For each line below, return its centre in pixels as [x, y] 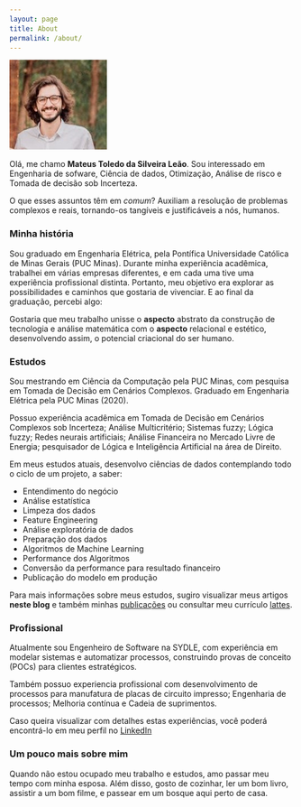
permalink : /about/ [46, 38]
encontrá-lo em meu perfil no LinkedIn [81, 730]
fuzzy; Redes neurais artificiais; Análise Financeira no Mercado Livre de [142, 437]
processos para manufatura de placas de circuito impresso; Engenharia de [148, 694]
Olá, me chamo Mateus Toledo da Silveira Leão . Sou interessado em [137, 164]
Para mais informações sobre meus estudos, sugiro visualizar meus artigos [149, 595]
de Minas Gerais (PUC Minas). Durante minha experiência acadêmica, [139, 263]
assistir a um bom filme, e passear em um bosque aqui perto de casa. [139, 793]
